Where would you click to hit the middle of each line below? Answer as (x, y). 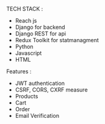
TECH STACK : (25, 9)
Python (24, 46)
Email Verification (37, 116)
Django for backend (40, 27)
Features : (19, 71)
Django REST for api (40, 34)
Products (27, 96)
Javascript (28, 53)
